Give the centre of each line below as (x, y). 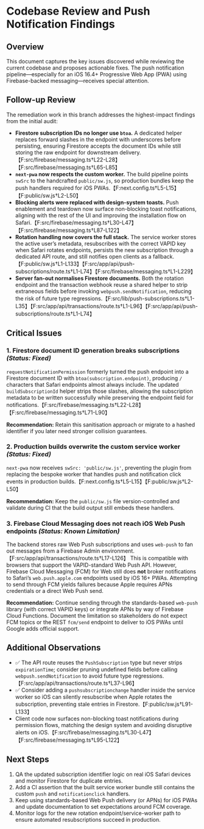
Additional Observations (54, 648)
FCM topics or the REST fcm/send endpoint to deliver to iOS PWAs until (95, 622)
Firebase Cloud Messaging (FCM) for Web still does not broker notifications (101, 572)
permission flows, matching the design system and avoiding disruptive (104, 725)
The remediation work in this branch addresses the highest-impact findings (101, 115)
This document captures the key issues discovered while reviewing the (95, 61)
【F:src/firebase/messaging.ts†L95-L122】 (69, 740)
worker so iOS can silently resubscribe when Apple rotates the (93, 697)
